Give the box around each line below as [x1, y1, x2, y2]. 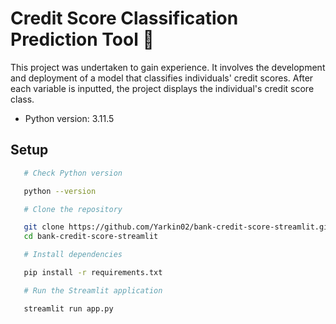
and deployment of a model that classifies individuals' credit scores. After [10, 72, 314, 84]
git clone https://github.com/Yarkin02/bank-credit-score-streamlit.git [23, 222, 333, 232]
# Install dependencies [23, 250, 123, 260]
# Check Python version [23, 168, 123, 178]
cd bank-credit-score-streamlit [23, 232, 159, 242]
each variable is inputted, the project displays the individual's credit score [10, 82, 315, 94]
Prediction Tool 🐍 [10, 28, 155, 51]
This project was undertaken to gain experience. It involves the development [10, 61, 326, 73]
